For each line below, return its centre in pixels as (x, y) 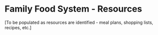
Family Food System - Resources (73, 9)
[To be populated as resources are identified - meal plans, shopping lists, (79, 22)
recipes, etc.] (18, 27)
